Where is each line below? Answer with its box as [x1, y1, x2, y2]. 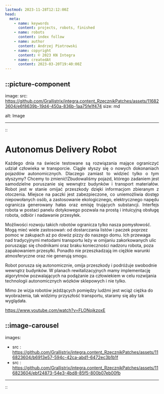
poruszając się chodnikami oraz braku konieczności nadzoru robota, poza [5, 242, 154, 248]
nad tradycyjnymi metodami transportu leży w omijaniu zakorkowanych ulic [5, 237, 157, 243]
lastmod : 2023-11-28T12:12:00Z [5, 7, 69, 12]
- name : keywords [14, 21, 49, 26]
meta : [9, 16, 21, 21]
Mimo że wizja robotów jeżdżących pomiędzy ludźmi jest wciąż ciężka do [5, 287, 153, 293]
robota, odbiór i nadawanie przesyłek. [5, 212, 82, 218]
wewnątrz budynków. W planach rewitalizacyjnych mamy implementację [5, 267, 150, 273]
